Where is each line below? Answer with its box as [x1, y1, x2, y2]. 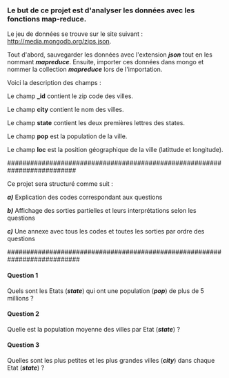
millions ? [7, 294, 34, 302]
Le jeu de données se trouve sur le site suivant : [7, 30, 143, 38]
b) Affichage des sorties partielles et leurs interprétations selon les [7, 207, 197, 215]
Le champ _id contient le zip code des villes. [7, 92, 133, 100]
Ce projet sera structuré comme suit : [7, 180, 114, 188]
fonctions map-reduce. [7, 14, 87, 23]
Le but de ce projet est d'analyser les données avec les [7, 6, 195, 15]
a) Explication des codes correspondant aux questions [7, 193, 163, 202]
